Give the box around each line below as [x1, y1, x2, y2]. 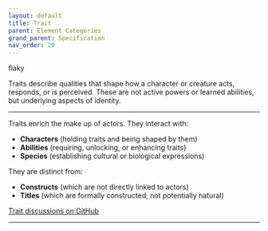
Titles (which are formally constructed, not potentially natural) [19, 191, 225, 201]
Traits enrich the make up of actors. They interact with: [8, 119, 189, 129]
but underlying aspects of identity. [8, 96, 121, 106]
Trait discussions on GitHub [8, 206, 100, 216]
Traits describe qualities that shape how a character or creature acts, [8, 79, 235, 89]
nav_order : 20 [8, 42, 56, 50]
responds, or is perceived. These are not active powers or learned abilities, [8, 87, 254, 97]
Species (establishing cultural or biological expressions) [19, 151, 205, 161]
